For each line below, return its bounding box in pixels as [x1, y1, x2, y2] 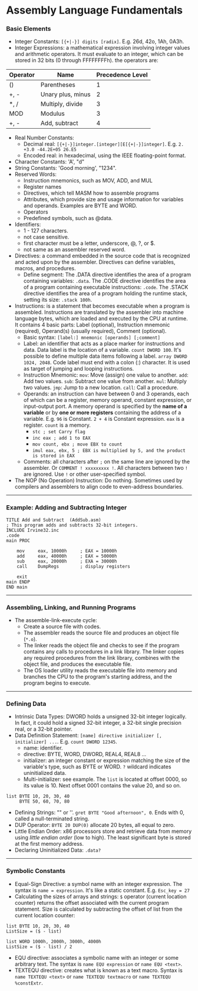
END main [6, 584, 28, 590]
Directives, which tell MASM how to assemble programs [23, 189, 160, 197]
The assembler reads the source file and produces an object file [23, 629, 179, 636]
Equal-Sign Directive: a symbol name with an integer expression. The [14, 880, 183, 887]
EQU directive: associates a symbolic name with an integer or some [14, 954, 179, 961]
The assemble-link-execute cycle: [14, 617, 97, 624]
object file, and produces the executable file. [23, 660, 133, 668]
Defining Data [6, 700, 47, 708]
